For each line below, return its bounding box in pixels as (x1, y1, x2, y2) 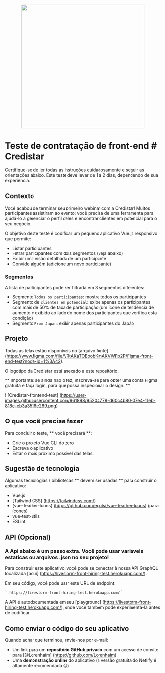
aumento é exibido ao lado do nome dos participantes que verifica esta (12, 310, 157, 316)
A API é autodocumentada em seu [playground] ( (5, 599, 104, 605)
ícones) (12, 508, 28, 514)
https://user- (61, 392, 87, 398)
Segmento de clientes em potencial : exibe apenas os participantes (12, 299, 151, 305)
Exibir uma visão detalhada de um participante (12, 255, 107, 261)
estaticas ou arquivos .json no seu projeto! (5, 554, 109, 561)
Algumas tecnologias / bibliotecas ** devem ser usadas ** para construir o (5, 477, 157, 484)
